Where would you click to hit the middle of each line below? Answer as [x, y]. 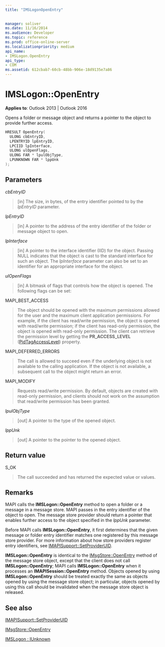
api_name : [15, 51]
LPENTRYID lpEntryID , [32, 141]
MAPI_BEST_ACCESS [27, 300]
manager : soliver [23, 24]
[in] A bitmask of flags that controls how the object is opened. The [85, 286]
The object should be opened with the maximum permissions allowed [88, 310]
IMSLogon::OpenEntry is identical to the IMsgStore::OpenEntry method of [81, 555]
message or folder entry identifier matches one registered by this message [82, 535]
